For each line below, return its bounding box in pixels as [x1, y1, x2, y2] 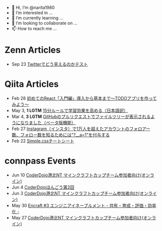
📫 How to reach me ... [11, 26, 57, 31]
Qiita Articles [4, 78, 59, 90]
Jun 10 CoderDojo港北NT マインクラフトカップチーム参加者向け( [11, 172, 142, 178]
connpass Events [4, 155, 76, 167]
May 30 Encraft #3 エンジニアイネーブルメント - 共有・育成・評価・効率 [11, 202, 157, 208]
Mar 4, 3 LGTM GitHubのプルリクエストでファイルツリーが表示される [11, 114, 151, 119]
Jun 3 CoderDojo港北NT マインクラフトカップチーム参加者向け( [11, 190, 140, 196]
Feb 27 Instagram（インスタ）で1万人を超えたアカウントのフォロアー [11, 126, 151, 132]
